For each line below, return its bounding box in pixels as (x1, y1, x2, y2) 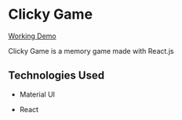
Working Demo (8, 31, 56, 41)
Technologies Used (8, 69, 104, 83)
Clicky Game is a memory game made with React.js (8, 46, 174, 55)
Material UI (19, 90, 56, 99)
